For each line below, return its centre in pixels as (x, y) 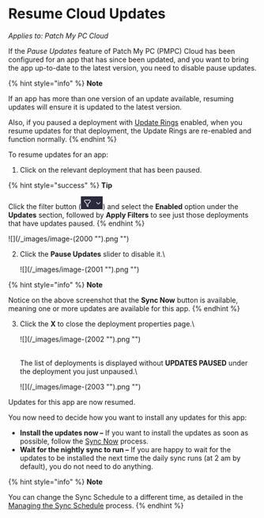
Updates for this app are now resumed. (72, 402)
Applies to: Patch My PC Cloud (58, 36)
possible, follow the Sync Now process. (84, 441)
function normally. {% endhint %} (62, 139)
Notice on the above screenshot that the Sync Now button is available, (123, 300)
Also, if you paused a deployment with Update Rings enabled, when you (125, 122)
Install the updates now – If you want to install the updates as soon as (134, 432)
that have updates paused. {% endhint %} (76, 223)
